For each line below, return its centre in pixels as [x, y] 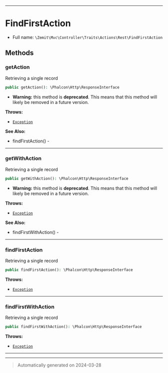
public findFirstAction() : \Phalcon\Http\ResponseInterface [69, 270]
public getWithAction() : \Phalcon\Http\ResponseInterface [67, 178]
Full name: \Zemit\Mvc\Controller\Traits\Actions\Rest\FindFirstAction [87, 37]
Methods [19, 53]
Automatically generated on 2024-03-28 [59, 365]
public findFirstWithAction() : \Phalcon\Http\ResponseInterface [73, 327]
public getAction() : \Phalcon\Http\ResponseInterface [62, 87]
